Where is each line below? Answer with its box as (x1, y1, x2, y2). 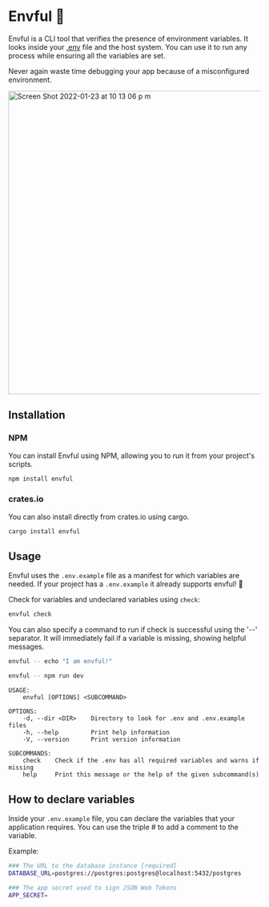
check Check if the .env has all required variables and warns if (22, 757, 260, 765)
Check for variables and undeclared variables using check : (8, 595, 200, 605)
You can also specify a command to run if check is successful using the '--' (8, 625, 258, 634)
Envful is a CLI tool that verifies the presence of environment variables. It (8, 34, 249, 43)
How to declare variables (8, 792, 135, 806)
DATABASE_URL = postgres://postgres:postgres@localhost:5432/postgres (8, 869, 242, 877)
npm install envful (8, 475, 74, 483)
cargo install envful (8, 527, 81, 536)
